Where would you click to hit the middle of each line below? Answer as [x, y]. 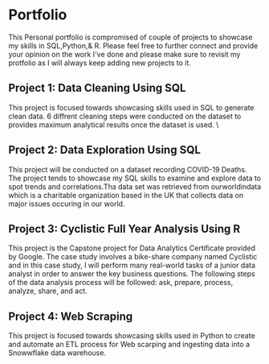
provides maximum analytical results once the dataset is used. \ [114, 124]
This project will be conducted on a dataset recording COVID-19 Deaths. [128, 169]
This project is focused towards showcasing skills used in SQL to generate [131, 107]
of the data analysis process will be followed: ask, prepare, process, [121, 283]
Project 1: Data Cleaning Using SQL [97, 88]
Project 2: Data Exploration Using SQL [104, 150]
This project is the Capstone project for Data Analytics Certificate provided [132, 248]
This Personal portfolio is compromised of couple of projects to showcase [130, 37]
